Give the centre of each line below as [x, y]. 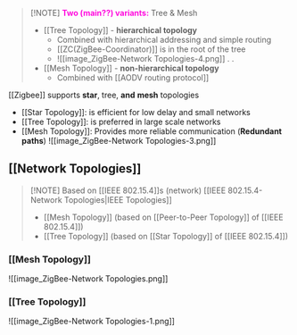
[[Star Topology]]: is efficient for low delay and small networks [136, 112]
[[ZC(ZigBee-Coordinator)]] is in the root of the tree [151, 49]
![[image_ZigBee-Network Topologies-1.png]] [92, 322]
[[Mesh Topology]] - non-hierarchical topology [131, 68]
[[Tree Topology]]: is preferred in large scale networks [121, 121]
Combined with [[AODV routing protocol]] [133, 78]
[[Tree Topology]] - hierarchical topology [120, 30]
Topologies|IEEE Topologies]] [119, 199]
